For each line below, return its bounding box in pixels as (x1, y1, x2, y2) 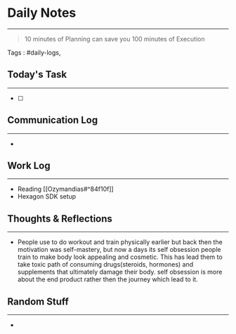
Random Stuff (7, 295, 69, 307)
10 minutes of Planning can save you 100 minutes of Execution (24, 34, 205, 43)
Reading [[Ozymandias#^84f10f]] (17, 185, 114, 194)
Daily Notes (7, 5, 77, 21)
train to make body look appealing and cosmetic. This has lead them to (17, 253, 223, 261)
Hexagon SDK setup (17, 192, 77, 201)
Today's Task (7, 69, 67, 81)
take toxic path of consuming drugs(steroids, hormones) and (17, 260, 194, 269)
